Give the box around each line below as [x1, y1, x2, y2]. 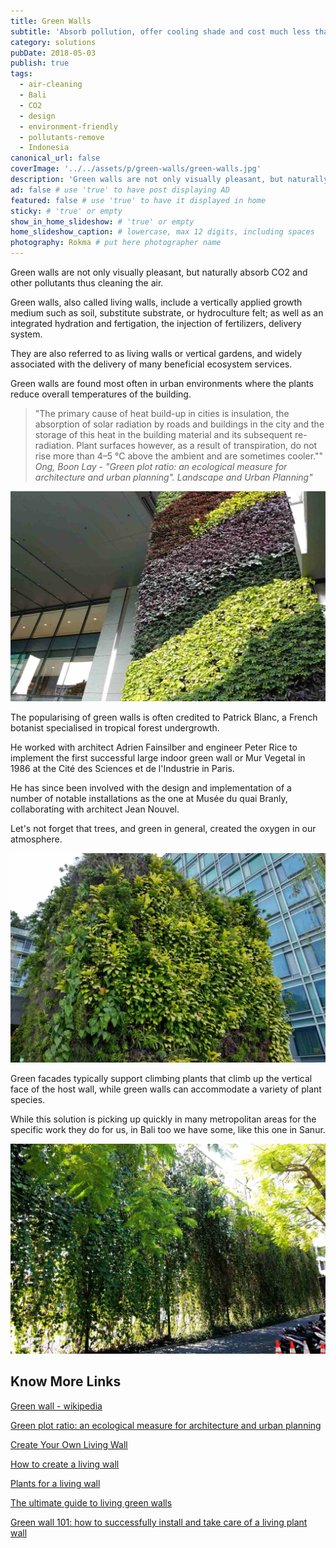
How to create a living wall [10, 1458, 120, 1470]
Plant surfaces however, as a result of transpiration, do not [76, 440, 318, 451]
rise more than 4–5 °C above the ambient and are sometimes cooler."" [34, 450, 323, 462]
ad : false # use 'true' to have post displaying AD [10, 185, 230, 195]
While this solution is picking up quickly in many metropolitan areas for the [10, 1113, 317, 1125]
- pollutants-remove [19, 132, 105, 142]
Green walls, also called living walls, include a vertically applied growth [10, 296, 303, 308]
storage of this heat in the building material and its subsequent [34, 429, 293, 440]
